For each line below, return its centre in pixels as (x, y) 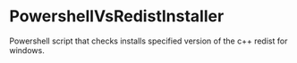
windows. (27, 50)
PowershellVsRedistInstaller (117, 16)
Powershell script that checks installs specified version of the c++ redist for (148, 41)
